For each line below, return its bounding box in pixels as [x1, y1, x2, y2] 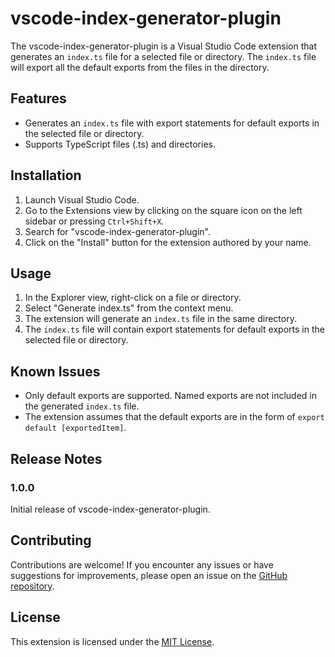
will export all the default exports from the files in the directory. [10, 61, 270, 73]
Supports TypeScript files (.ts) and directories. [24, 138, 216, 150]
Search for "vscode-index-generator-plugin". [24, 225, 211, 237]
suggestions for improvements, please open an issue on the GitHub [10, 569, 288, 581]
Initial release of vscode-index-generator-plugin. [10, 503, 211, 515]
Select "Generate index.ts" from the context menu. [24, 302, 234, 314]
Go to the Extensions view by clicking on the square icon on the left [24, 204, 303, 216]
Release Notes [10, 450, 103, 467]
